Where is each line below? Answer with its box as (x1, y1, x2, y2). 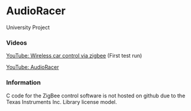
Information (6, 78, 41, 87)
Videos (6, 39, 27, 47)
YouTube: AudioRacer (6, 64, 59, 71)
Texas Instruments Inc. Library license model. (6, 98, 117, 105)
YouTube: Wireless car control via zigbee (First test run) (6, 52, 142, 59)
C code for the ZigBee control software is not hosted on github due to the (6, 92, 186, 99)
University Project (6, 24, 50, 31)
